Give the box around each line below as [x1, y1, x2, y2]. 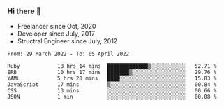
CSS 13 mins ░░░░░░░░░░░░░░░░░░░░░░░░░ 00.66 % [7, 87, 217, 94]
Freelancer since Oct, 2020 [17, 22, 96, 31]
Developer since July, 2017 [17, 29, 96, 38]
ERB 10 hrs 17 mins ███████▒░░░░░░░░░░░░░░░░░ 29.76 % [7, 69, 217, 76]
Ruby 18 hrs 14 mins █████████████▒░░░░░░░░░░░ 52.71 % [7, 63, 217, 70]
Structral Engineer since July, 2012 [17, 37, 118, 45]
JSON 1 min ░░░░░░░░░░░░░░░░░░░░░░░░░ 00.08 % [7, 94, 217, 101]
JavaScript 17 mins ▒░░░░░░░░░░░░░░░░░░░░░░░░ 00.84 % [7, 81, 217, 88]
